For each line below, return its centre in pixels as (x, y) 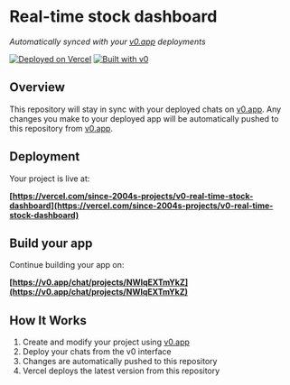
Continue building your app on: (67, 265)
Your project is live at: (50, 179)
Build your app (51, 243)
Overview (37, 87)
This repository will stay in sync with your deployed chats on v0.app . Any (145, 109)
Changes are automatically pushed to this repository (120, 362)
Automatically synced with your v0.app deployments (108, 41)
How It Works (48, 321)
